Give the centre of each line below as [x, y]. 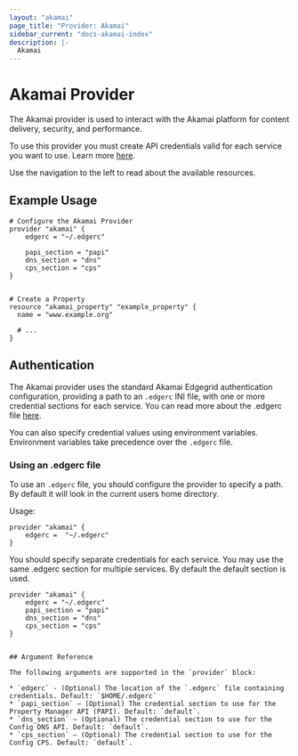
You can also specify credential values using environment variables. [134, 432]
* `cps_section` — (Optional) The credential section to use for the [141, 735]
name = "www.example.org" [65, 314]
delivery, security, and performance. [76, 129]
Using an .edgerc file [55, 465]
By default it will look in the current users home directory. [114, 493]
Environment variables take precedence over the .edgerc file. [121, 442]
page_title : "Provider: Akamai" [69, 26]
